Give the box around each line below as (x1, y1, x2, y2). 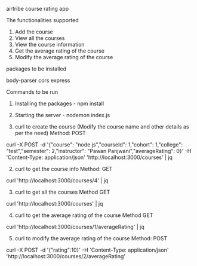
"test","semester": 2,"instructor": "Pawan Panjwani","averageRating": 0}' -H (6, 148, 192, 154)
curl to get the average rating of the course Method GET (14, 212, 153, 219)
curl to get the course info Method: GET (14, 166, 113, 172)
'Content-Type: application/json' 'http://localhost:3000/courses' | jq (6, 154, 173, 161)
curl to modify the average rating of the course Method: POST (14, 235, 168, 241)
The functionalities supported (6, 17, 79, 23)
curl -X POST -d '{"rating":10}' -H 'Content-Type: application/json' (6, 246, 169, 253)
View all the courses (14, 35, 65, 41)
